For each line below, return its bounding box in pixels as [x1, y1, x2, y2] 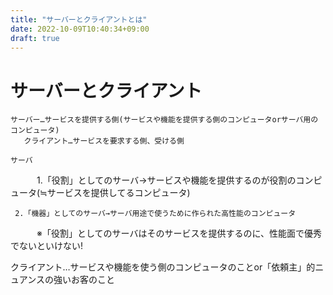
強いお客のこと [53, 274, 115, 286]
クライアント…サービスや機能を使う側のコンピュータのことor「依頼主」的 [10, 261, 316, 273]
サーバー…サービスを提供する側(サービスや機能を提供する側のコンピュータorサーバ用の [10, 115, 319, 125]
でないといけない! [10, 240, 84, 252]
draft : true [10, 33, 60, 43]
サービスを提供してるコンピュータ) [46, 187, 191, 199]
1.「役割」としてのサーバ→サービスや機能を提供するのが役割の [36, 174, 297, 186]
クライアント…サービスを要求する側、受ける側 [23, 136, 185, 146]
